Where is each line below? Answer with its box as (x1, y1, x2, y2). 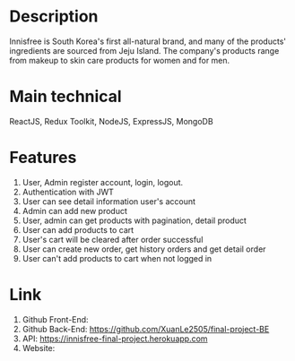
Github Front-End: (22, 314, 89, 324)
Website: (22, 342, 56, 353)
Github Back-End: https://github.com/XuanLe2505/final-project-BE (22, 323, 270, 334)
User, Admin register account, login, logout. (22, 176, 184, 187)
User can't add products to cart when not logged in (22, 253, 213, 263)
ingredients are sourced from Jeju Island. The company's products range (9, 45, 280, 56)
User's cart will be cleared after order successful (22, 234, 204, 245)
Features (9, 148, 77, 168)
